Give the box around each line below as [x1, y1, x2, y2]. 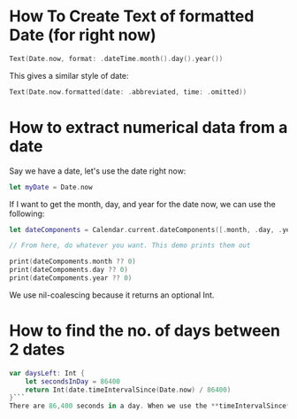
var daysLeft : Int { [9, 369, 86, 377]
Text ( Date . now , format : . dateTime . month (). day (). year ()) [9, 54, 224, 63]
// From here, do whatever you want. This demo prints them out [9, 241, 251, 250]
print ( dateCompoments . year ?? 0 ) [9, 274, 133, 283]
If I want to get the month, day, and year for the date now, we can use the [9, 198, 276, 209]
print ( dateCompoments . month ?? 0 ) [9, 257, 137, 267]
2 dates [9, 339, 65, 360]
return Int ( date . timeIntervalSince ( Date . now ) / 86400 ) [25, 385, 232, 394]
